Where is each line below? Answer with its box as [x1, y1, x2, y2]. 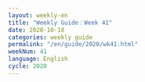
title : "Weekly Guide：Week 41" [8, 19, 113, 27]
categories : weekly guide [8, 33, 92, 41]
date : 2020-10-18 [8, 26, 65, 34]
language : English [8, 55, 68, 63]
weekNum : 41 [8, 48, 47, 55]
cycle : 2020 [8, 62, 47, 70]
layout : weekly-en [8, 11, 68, 20]
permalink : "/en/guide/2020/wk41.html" [8, 41, 139, 48]
